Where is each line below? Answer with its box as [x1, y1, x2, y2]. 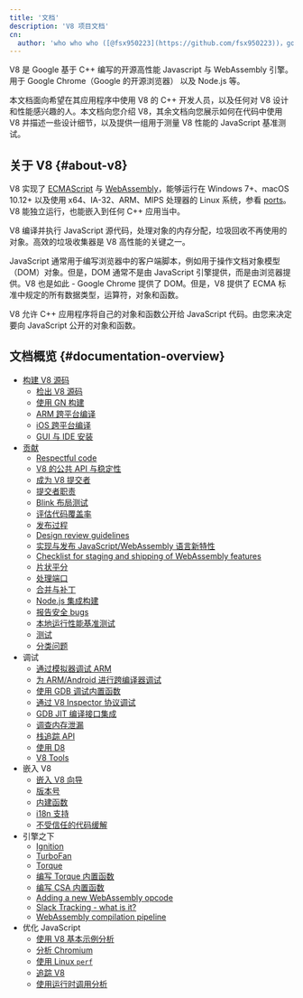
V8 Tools [35, 751, 69, 763]
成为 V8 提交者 [35, 474, 91, 485]
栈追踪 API [35, 731, 75, 742]
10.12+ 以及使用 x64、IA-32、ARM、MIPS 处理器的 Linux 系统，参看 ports [9, 195, 284, 206]
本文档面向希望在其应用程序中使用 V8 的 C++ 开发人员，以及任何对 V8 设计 [9, 95, 289, 106]
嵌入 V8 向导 [35, 774, 83, 785]
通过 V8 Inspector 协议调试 [35, 696, 136, 707]
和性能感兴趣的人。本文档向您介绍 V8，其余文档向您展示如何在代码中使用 [9, 106, 283, 117]
